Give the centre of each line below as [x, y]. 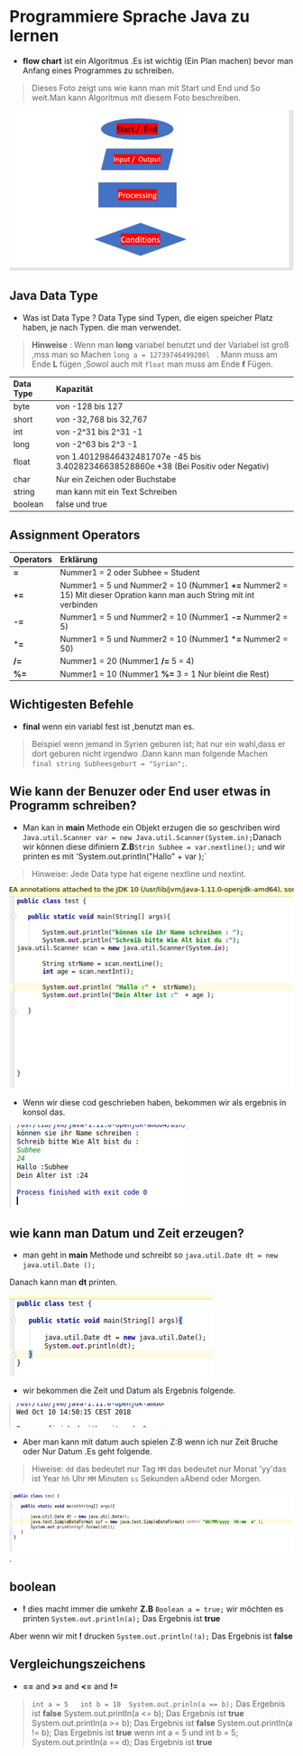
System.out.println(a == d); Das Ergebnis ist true [122, 1742]
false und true [82, 504]
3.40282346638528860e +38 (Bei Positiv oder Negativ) [162, 466]
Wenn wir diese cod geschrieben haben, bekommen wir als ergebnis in [154, 1103]
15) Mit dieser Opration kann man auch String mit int [157, 594]
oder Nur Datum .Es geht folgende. [87, 1452]
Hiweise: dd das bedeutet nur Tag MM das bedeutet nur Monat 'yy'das [159, 1469]
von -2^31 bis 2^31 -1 [99, 432]
